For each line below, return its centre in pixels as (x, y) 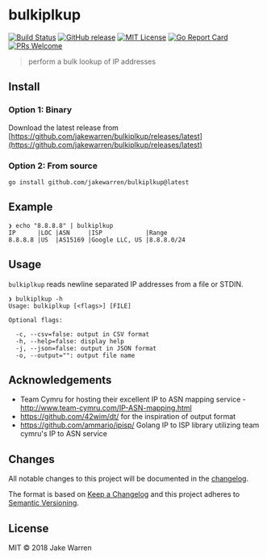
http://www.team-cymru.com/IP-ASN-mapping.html (106, 408)
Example (31, 207)
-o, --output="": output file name (75, 355)
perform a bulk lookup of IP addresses (92, 61)
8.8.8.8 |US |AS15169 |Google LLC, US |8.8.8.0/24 (97, 240)
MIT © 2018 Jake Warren (50, 548)
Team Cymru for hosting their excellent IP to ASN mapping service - (133, 399)
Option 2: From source (53, 166)
